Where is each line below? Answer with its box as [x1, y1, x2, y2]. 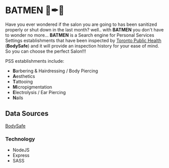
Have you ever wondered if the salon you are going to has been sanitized [5, 21, 157, 27]
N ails [12, 95, 24, 101]
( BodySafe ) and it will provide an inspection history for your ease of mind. [5, 43, 159, 49]
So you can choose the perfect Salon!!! [5, 48, 86, 54]
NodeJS [12, 147, 30, 153]
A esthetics [12, 73, 35, 79]
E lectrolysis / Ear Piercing [12, 89, 66, 95]
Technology [5, 135, 35, 142]
